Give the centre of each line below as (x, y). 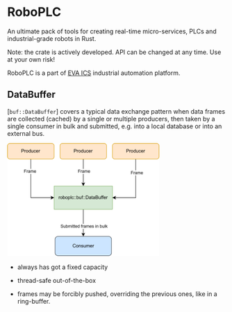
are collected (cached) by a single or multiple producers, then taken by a (111, 119)
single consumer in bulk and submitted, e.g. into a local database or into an (115, 126)
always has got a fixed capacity (63, 267)
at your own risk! (31, 59)
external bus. (26, 133)
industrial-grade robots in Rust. (52, 38)
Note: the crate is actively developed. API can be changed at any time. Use (114, 52)
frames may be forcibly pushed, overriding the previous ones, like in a (117, 294)
